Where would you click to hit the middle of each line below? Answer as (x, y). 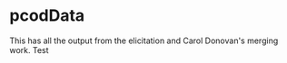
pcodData (47, 16)
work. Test (29, 49)
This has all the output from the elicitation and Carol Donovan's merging (144, 40)
